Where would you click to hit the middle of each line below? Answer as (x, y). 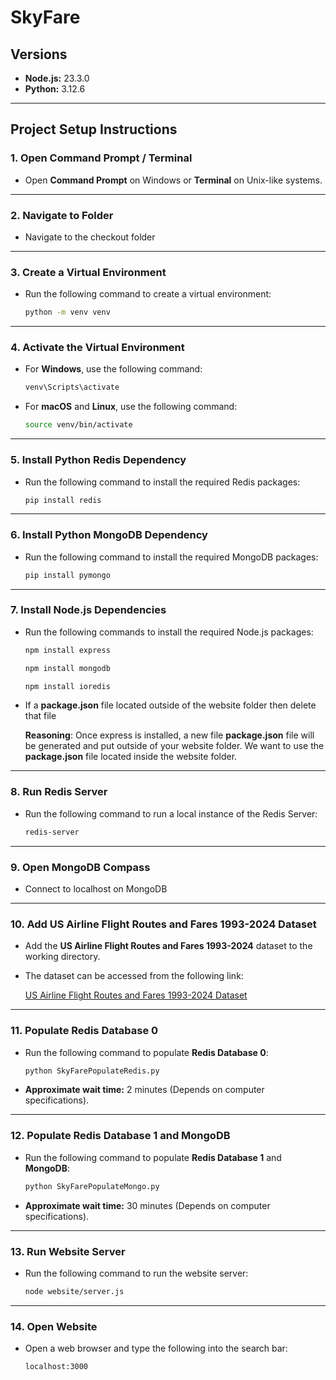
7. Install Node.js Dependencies (88, 610)
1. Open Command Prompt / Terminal (101, 158)
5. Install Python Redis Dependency (98, 460)
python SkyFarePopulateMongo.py (92, 1186)
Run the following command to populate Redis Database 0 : (146, 1052)
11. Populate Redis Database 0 (84, 1031)
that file (40, 716)
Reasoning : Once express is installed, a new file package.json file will (169, 735)
